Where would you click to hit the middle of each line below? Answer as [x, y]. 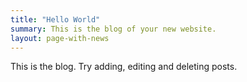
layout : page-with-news [60, 38]
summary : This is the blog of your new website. [113, 29]
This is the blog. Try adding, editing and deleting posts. [124, 67]
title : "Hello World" [55, 19]
